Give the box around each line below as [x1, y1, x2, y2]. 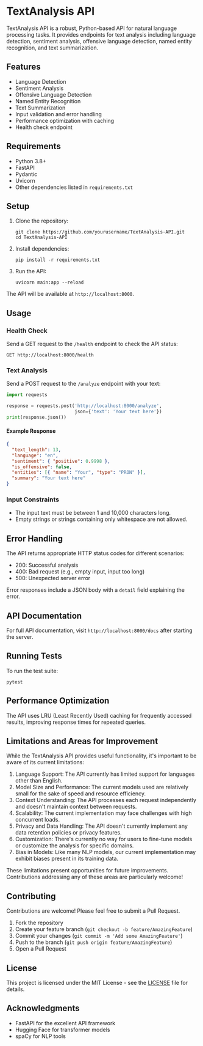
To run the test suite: [6, 667, 59, 674]
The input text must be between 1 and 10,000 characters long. [15, 509, 171, 517]
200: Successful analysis [15, 561, 79, 569]
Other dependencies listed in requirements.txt [15, 183, 133, 191]
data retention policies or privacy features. [15, 829, 122, 836]
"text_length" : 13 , [12, 446, 62, 453]
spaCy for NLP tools [15, 1032, 66, 1040]
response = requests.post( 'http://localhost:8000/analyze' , [6, 403, 163, 409]
